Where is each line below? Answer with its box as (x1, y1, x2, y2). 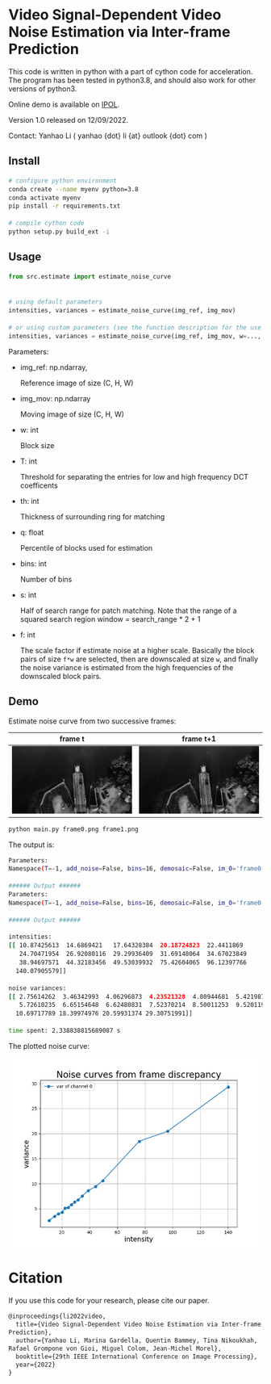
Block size (19, 440, 55, 450)
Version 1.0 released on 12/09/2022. (8, 115, 129, 124)
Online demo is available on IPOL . (8, 99, 120, 109)
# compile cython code (8, 220, 85, 228)
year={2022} (15, 1361, 56, 1369)
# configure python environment (8, 176, 117, 185)
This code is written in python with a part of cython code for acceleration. (8, 66, 253, 76)
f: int (19, 630, 36, 640)
